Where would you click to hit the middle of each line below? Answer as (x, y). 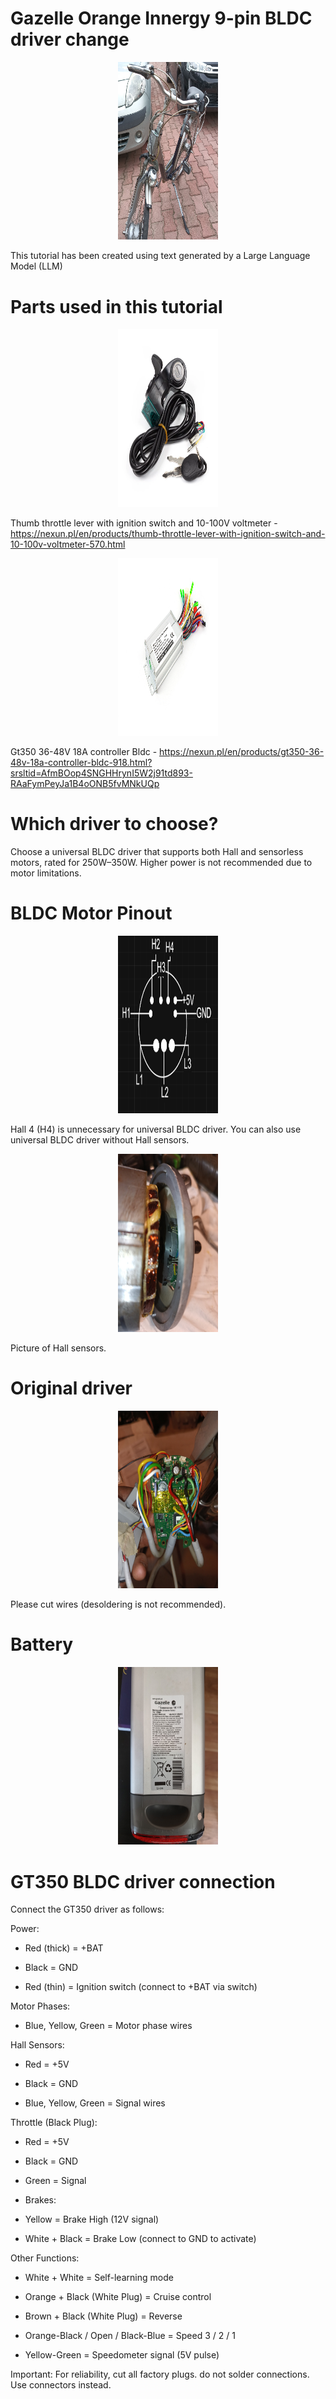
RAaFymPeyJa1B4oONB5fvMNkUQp (85, 784)
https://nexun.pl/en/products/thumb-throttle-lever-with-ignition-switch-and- (168, 533)
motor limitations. (46, 873)
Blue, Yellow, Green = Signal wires (95, 2103)
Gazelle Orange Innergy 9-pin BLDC (161, 18)
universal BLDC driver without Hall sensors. (100, 1140)
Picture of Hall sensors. (58, 1348)
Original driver (71, 1388)
